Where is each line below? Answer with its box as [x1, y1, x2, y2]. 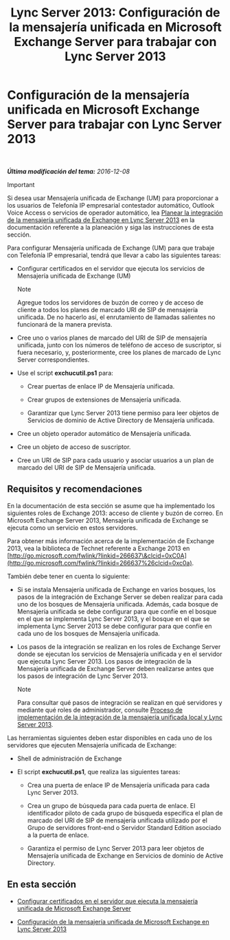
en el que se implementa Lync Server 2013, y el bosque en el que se [16, 614, 210, 623]
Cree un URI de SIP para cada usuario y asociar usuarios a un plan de [16, 456, 214, 464]
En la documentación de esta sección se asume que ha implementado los [7, 501, 215, 510]
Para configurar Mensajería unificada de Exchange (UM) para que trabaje [7, 243, 215, 252]
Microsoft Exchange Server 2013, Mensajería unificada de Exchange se [7, 516, 209, 524]
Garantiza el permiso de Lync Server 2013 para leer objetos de [27, 844, 205, 852]
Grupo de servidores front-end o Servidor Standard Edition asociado [27, 823, 222, 831]
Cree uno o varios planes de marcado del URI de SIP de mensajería [16, 334, 207, 342]
